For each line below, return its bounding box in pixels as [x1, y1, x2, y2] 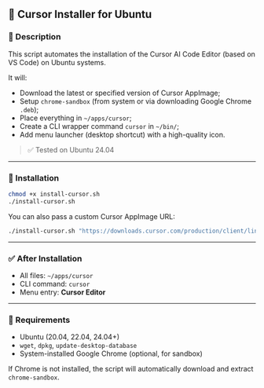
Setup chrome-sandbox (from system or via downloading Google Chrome [19, 96, 252, 106]
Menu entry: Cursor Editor [19, 287, 106, 297]
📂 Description [8, 31, 61, 42]
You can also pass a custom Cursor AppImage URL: [8, 211, 175, 221]
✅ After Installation [8, 253, 82, 264]
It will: [8, 72, 27, 82]
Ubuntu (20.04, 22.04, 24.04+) [19, 332, 120, 342]
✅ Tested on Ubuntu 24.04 [27, 145, 115, 154]
